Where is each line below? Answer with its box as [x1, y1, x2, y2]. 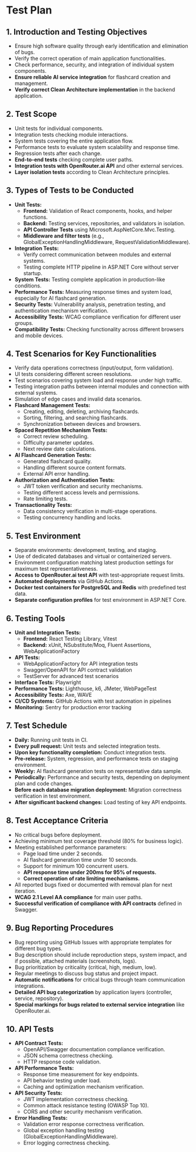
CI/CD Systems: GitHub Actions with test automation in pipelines [14, 697, 171, 704]
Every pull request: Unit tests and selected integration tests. [14, 743, 161, 750]
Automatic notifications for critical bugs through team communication [14, 976, 185, 983]
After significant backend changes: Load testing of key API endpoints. [14, 798, 187, 805]
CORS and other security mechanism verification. [23, 1108, 143, 1115]
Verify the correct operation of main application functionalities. [14, 55, 166, 62]
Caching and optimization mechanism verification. [23, 1083, 145, 1090]
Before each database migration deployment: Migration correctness [14, 786, 182, 793]
